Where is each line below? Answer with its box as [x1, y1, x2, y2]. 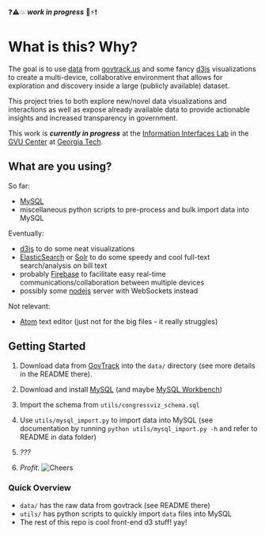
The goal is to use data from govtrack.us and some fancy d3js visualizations [8, 63, 257, 74]
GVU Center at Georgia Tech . [8, 136, 104, 146]
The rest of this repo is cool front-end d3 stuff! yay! [19, 517, 187, 526]
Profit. [19, 463, 40, 472]
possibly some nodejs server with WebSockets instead [19, 285, 199, 296]
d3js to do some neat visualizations [19, 243, 135, 253]
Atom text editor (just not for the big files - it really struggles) [19, 316, 218, 326]
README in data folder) [19, 432, 97, 441]
